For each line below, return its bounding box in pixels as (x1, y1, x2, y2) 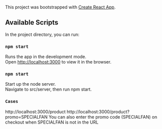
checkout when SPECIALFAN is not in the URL (5, 119, 99, 125)
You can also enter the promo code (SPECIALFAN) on (48, 114, 157, 120)
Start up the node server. (5, 81, 56, 87)
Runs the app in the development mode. (5, 54, 86, 60)
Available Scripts (5, 18, 58, 27)
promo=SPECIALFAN (5, 114, 48, 120)
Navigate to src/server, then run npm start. (5, 86, 92, 93)
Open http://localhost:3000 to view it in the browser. (5, 59, 112, 65)
